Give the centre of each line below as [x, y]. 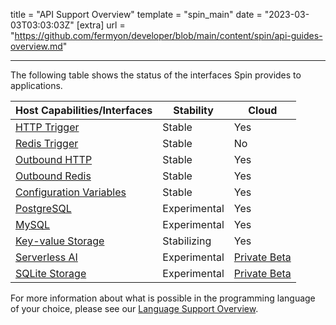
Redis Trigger [47, 143]
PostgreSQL [43, 208]
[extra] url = [101, 25]
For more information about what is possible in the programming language [163, 298]
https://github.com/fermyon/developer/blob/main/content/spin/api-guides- [168, 35]
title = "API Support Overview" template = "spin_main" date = [136, 14]
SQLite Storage [51, 273]
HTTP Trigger [47, 127]
